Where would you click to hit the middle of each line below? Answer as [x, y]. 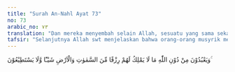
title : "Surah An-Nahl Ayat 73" [54, 14]
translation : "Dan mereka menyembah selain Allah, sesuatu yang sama [111, 33]
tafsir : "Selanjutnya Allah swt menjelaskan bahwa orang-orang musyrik [114, 40]
